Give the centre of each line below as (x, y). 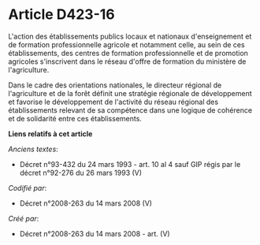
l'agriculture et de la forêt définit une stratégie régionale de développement (130, 93)
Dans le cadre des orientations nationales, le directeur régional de (115, 85)
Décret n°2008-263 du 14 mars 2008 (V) (85, 203)
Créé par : (24, 218)
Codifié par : (28, 187)
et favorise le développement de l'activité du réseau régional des (113, 102)
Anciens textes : (33, 149)
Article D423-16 (62, 15)
